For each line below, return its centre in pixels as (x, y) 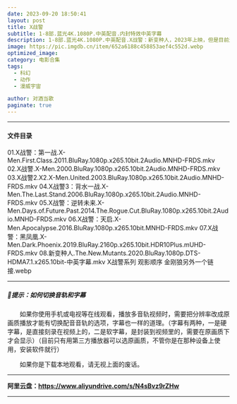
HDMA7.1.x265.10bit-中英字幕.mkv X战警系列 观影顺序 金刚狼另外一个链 (110, 262)
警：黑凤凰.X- (27, 237)
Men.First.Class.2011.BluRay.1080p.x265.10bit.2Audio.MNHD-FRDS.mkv (111, 160)
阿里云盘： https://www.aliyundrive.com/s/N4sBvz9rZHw (93, 386)
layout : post (26, 20)
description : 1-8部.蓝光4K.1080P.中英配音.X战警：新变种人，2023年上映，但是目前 (118, 40)
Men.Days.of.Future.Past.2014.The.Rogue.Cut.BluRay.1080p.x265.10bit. (110, 211)
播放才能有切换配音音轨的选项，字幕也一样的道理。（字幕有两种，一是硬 (123, 323)
